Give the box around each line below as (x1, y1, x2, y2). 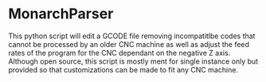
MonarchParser (8, 5, 114, 23)
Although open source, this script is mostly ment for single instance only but (8, 57, 259, 66)
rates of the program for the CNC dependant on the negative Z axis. (8, 48, 231, 57)
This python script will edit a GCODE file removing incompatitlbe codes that (8, 31, 256, 41)
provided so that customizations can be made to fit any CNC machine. (8, 64, 239, 74)
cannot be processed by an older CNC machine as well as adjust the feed (8, 39, 249, 49)
